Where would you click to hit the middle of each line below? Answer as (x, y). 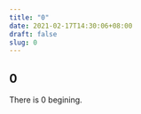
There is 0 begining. (46, 100)
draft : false (33, 34)
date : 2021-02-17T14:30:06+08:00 (71, 26)
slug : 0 (23, 42)
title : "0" (29, 17)
